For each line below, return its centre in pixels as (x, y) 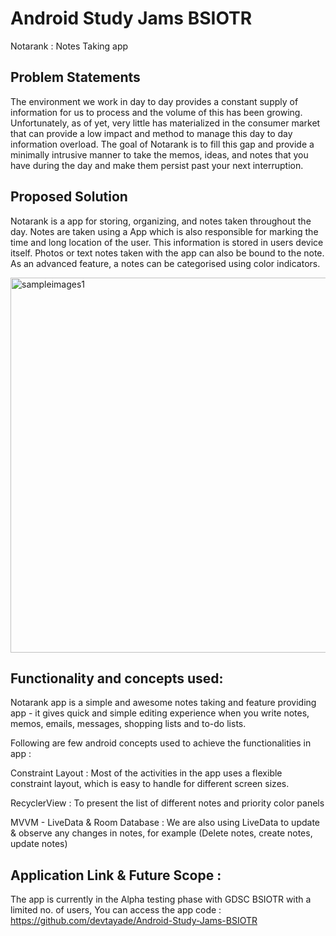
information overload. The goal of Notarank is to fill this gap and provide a (162, 144)
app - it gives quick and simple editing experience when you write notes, (160, 713)
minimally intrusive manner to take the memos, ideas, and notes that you (159, 154)
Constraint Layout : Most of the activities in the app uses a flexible (146, 773)
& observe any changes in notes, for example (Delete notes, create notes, (161, 833)
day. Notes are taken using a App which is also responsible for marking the (164, 231)
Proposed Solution (69, 197)
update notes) (39, 844)
